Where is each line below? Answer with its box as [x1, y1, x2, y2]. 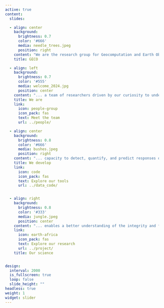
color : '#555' [18, 79, 47, 84]
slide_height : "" [9, 282, 45, 287]
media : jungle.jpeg [18, 214, 58, 219]
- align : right [9, 196, 41, 201]
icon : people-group [18, 106, 58, 111]
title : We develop [14, 160, 51, 165]
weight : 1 [5, 290, 25, 295]
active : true [5, 7, 32, 12]
